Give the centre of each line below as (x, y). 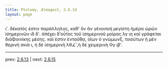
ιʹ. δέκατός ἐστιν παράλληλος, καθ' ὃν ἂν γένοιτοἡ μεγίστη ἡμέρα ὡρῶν (81, 28)
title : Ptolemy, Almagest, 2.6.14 (41, 10)
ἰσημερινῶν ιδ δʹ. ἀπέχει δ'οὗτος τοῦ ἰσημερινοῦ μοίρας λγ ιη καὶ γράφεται (83, 34)
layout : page (19, 14)
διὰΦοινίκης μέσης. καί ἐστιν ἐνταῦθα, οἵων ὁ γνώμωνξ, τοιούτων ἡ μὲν (81, 39)
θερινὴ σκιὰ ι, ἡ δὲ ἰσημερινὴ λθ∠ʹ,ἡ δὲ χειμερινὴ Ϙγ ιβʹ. (64, 45)
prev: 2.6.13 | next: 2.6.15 (30, 59)
